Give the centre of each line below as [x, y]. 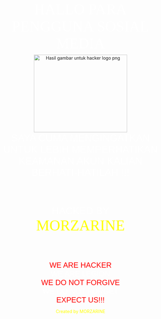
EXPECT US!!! [80, 300]
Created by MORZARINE [80, 311]
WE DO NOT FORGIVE [80, 282]
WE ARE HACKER [80, 265]
